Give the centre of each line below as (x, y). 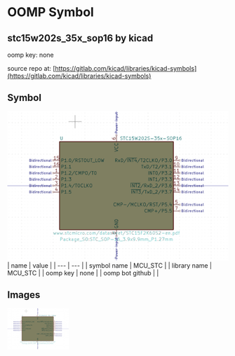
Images (24, 295)
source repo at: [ (31, 68)
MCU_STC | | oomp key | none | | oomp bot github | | (83, 273)
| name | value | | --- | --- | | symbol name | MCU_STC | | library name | (110, 265)
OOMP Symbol (51, 12)
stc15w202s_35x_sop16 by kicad (80, 38)
